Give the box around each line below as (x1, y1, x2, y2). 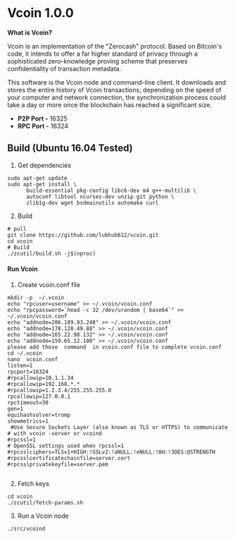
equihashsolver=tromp (7, 411, 71, 418)
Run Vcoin (7, 265, 38, 273)
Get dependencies (17, 161, 72, 169)
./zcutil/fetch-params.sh (7, 499, 83, 506)
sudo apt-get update (7, 174, 68, 181)
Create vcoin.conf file (17, 280, 81, 289)
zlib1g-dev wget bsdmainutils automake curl (25, 199, 159, 206)
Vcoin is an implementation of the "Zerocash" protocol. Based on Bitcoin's (7, 42, 222, 50)
